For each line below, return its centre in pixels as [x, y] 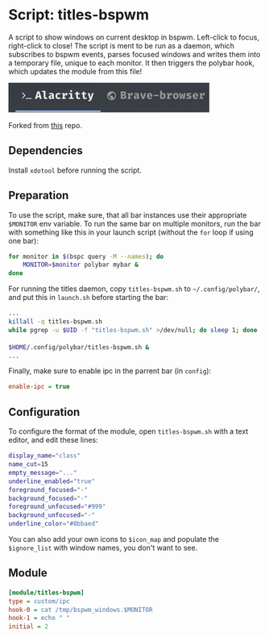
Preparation [39, 196]
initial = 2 [28, 627]
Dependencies [46, 151]
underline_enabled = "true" [52, 481]
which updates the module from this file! [75, 71]
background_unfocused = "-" [52, 515]
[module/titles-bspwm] [46, 593]
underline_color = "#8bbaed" [54, 524]
